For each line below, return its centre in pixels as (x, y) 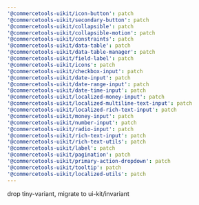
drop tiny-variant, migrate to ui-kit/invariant (68, 193)
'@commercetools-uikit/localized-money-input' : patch (86, 97)
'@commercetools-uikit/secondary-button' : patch (78, 20)
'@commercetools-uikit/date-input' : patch (69, 78)
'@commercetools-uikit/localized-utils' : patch (77, 174)
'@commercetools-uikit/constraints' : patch (71, 39)
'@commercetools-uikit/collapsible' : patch (71, 26)
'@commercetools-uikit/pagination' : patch (69, 155)
